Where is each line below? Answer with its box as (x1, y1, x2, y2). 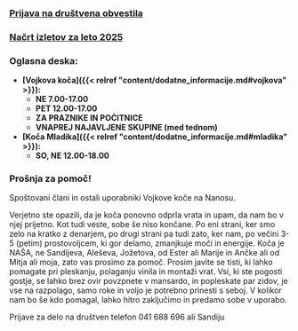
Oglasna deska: (9, 54, 78, 67)
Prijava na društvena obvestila (9, 7, 144, 20)
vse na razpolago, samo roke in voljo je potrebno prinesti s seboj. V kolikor (9, 285, 282, 296)
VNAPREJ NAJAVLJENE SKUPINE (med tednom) (35, 122, 218, 133)
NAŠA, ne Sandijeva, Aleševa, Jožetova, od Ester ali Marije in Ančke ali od (9, 248, 280, 258)
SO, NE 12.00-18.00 (35, 150, 109, 162)
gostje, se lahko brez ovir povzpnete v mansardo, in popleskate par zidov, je (9, 276, 288, 287)
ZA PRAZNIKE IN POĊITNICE (35, 113, 144, 123)
